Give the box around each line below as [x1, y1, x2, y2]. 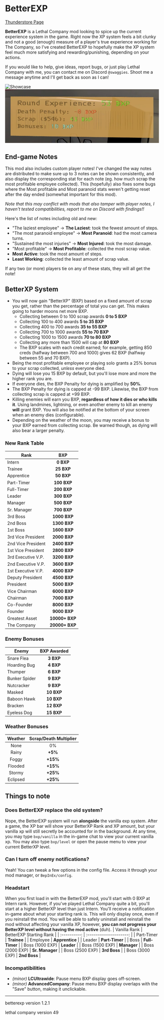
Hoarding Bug [7, 662, 35, 668]
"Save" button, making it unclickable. [12, 986, 87, 992]
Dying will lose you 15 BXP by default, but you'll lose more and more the [12, 370, 157, 376]
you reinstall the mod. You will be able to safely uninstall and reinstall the [5, 916, 151, 922]
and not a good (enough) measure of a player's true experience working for [5, 39, 157, 44]
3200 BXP [52, 554, 74, 560]
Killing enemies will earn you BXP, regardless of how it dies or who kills [12, 396, 157, 402]
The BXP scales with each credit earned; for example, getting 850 [19, 345, 152, 350]
